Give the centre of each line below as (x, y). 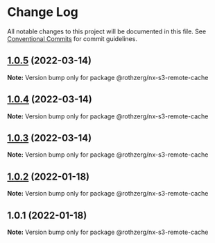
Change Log (43, 12)
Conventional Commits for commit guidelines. (72, 38)
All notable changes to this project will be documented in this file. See (107, 31)
